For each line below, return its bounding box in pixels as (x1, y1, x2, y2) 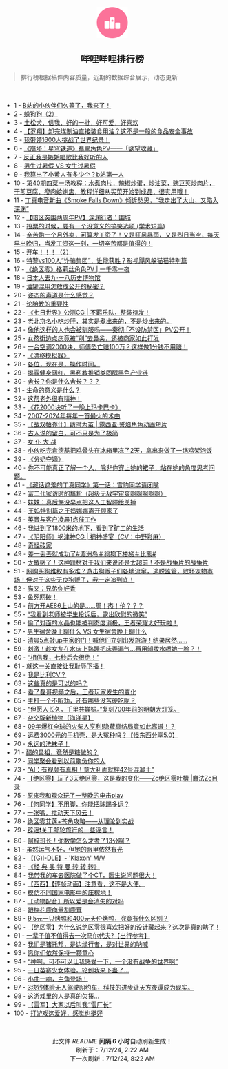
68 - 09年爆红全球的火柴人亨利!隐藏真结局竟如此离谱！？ (13, 722, 176, 730)
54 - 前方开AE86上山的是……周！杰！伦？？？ (13, 601, 145, 609)
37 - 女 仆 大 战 (13, 438, 57, 446)
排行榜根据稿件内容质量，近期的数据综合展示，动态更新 (20, 72, 178, 81)
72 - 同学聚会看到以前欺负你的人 (13, 756, 106, 765)
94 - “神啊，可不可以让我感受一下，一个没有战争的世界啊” (13, 957, 178, 965)
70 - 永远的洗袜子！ (13, 739, 70, 747)
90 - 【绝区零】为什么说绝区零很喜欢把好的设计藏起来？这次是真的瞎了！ (13, 923, 221, 931)
